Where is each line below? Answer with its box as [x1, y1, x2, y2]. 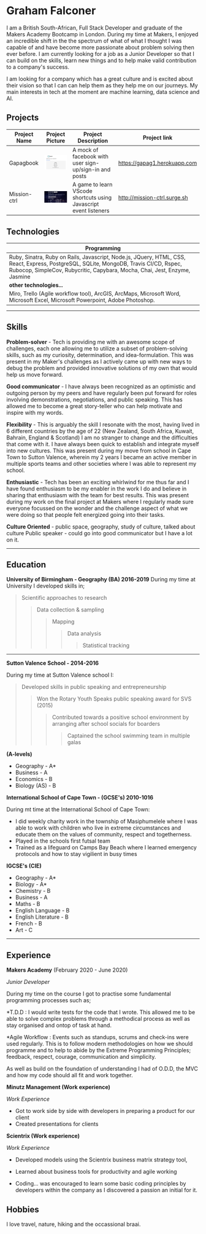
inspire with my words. [6, 409, 64, 416]
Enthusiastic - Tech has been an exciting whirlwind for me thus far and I [6, 478, 189, 485]
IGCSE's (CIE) [6, 862, 42, 870]
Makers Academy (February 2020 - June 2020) [6, 966, 128, 974]
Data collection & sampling [36, 606, 104, 613]
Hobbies [6, 1204, 40, 1214]
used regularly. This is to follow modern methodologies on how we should [6, 1040, 193, 1048]
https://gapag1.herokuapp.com [118, 159, 197, 167]
